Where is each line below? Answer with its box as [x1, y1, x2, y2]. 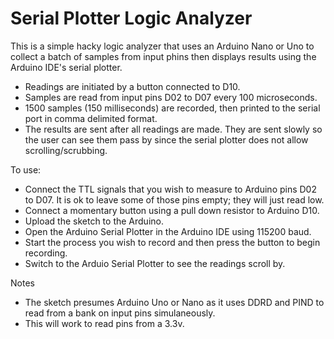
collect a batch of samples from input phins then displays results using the [10, 50, 317, 62]
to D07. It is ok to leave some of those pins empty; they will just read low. [24, 193, 325, 206]
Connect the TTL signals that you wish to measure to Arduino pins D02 [24, 183, 317, 195]
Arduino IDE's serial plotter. [10, 61, 123, 73]
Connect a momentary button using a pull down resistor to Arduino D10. [24, 204, 320, 216]
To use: [10, 163, 42, 176]
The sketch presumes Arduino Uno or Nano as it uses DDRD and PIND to [24, 296, 325, 308]
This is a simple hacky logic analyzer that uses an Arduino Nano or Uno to [10, 40, 315, 52]
